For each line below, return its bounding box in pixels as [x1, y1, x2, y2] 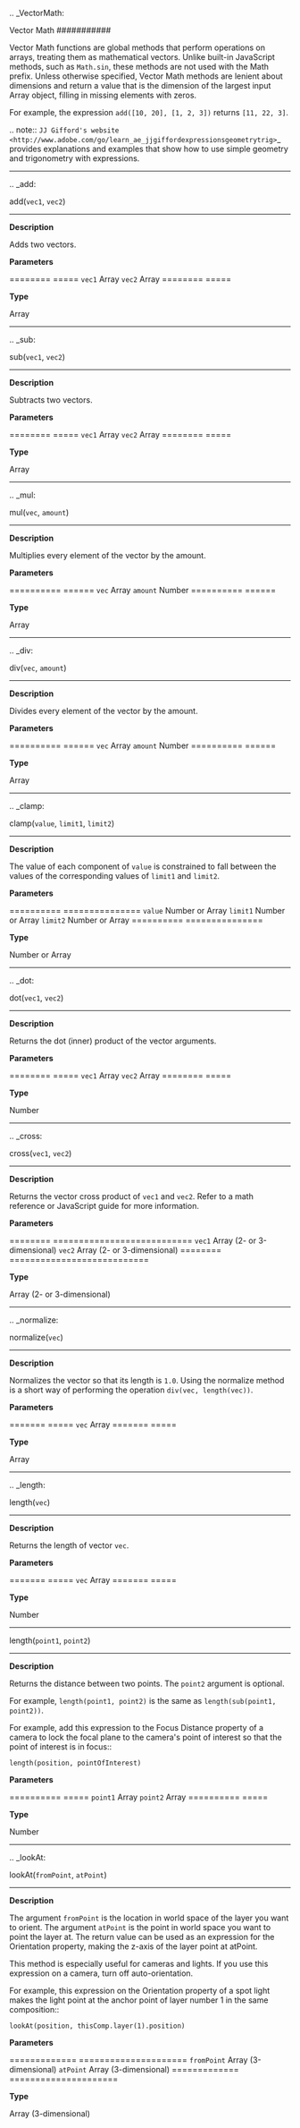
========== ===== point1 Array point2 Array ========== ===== [9, 1792, 269, 1802]
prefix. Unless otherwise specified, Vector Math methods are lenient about [9, 71, 283, 81]
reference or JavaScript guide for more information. [9, 1201, 199, 1211]
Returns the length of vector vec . [9, 1540, 129, 1551]
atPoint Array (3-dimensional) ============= [58, 2064, 239, 2074]
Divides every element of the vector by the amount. [9, 706, 198, 716]
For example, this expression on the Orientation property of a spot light [9, 1986, 271, 1996]
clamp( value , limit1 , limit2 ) [9, 818, 114, 829]
